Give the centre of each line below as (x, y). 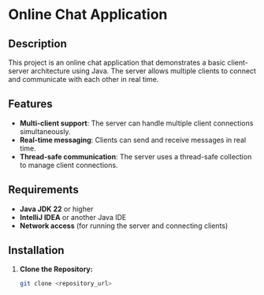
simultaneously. (45, 131)
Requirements (43, 190)
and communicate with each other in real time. (84, 79)
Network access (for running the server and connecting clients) (124, 226)
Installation (36, 250)
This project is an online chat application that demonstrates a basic (117, 62)
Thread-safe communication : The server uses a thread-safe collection (136, 156)
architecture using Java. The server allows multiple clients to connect (143, 71)
